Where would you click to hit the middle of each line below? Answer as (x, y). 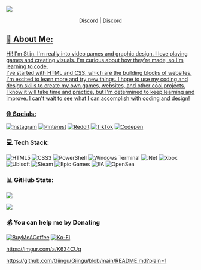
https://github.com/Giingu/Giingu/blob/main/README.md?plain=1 (86, 261)
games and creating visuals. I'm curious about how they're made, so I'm (95, 60)
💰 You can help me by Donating (53, 222)
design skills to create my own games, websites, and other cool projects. (96, 85)
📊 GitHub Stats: (30, 180)
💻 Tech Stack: (28, 142)
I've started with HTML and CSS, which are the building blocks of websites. (99, 72)
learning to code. (27, 66)
